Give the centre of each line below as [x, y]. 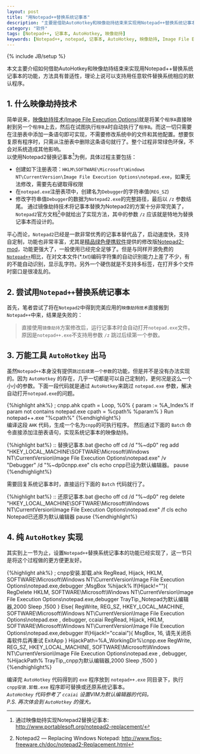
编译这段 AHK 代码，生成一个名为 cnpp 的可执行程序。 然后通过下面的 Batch [96, 425]
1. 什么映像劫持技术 [42, 104]
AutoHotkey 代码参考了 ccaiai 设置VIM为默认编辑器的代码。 [79, 694]
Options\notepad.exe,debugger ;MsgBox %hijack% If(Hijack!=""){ [87, 586]
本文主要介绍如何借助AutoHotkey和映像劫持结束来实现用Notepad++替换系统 [100, 68]
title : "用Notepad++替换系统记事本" [49, 17]
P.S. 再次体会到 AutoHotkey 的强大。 [50, 702]
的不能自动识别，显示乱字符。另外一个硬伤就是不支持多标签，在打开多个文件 [100, 264]
